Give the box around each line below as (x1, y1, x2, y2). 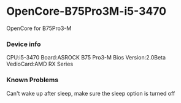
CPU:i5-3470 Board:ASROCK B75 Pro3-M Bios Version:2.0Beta (6, 54, 166, 61)
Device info (6, 40, 41, 48)
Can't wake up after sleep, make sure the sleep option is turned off (6, 90, 175, 97)
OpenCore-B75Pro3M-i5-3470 (6, 4, 167, 18)
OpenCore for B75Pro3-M (6, 25, 72, 32)
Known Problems (6, 75, 59, 84)
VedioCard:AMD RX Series (6, 60, 74, 68)
